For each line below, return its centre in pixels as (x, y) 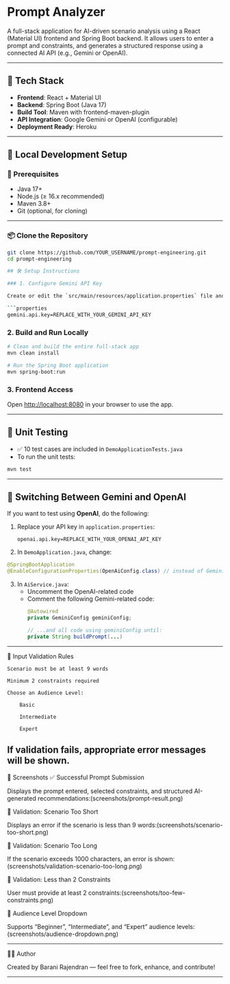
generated (22, 798)
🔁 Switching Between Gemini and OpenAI (97, 497)
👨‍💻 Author (22, 953)
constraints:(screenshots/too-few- (137, 893)
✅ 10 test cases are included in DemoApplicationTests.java (100, 449)
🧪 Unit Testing (38, 432)
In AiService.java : (43, 584)
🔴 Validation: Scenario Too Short (53, 812)
